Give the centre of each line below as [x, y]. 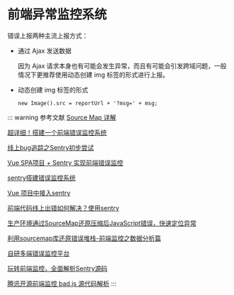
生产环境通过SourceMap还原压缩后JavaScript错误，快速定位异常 [102, 223]
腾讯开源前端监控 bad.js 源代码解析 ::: [62, 283]
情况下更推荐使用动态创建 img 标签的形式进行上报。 [93, 75]
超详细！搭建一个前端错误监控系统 [57, 132]
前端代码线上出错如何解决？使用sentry [63, 208]
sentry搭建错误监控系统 [41, 178]
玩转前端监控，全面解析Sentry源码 [57, 268]
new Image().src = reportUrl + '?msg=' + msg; [88, 103]
